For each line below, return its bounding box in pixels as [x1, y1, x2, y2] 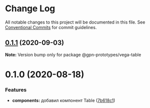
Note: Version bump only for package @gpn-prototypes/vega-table [5, 52, 142, 57]
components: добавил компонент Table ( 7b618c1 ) [12, 98, 116, 104]
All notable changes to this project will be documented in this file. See [5, 19, 146, 25]
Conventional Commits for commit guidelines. [5, 24, 97, 30]
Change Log [5, 3, 55, 14]
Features [5, 86, 27, 93]
